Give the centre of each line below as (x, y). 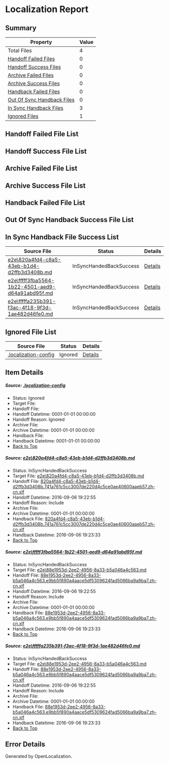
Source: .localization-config (35, 385)
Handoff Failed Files (31, 59)
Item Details (24, 373)
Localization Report (47, 9)
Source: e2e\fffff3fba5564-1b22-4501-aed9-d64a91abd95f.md (74, 552)
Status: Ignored (28, 398)
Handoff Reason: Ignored (38, 419)
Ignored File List (31, 332)
